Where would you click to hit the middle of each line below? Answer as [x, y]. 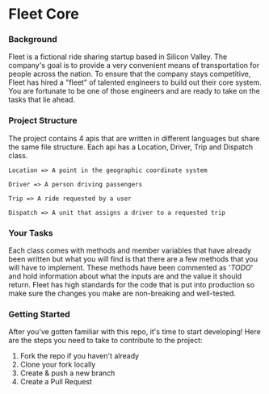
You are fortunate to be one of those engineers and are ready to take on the [134, 91]
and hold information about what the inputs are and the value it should [125, 276]
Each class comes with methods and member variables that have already [130, 250]
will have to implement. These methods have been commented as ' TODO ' [131, 268]
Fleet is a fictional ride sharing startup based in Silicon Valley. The [118, 57]
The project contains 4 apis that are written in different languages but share [134, 138]
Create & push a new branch [67, 373]
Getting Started [39, 314]
